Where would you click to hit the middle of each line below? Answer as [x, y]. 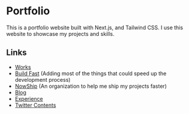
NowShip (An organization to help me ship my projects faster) [91, 86]
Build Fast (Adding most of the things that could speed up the [91, 73]
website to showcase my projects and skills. [60, 33]
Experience [29, 98]
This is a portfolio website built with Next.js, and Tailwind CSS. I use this [95, 27]
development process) [42, 79]
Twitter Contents [35, 105]
